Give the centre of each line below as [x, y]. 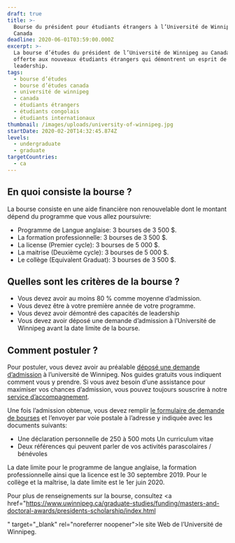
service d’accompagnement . [48, 397]
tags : [15, 72]
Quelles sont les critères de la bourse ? [94, 281]
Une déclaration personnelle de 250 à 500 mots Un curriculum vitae [115, 439]
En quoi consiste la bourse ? [70, 192]
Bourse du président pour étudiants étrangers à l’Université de [111, 27]
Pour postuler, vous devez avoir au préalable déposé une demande [104, 367]
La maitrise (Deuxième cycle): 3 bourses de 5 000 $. [93, 252]
